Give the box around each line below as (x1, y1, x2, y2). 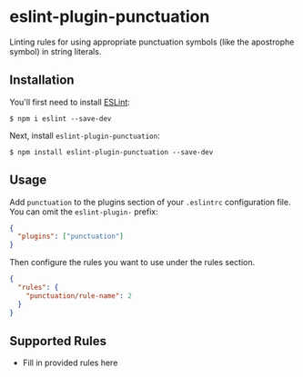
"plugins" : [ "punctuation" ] (17, 232, 125, 242)
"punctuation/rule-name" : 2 (25, 291, 132, 301)
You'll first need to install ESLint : (9, 96, 130, 107)
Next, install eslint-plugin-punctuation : (9, 130, 161, 141)
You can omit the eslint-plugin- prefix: (9, 206, 158, 217)
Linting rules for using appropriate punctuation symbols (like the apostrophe (9, 36, 295, 47)
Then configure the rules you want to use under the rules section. (9, 257, 256, 268)
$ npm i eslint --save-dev (9, 114, 112, 124)
